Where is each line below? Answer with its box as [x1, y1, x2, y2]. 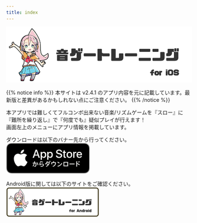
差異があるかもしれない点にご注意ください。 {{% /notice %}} [21, 96, 170, 103]
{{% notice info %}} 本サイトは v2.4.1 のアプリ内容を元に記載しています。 [6, 89, 185, 96]
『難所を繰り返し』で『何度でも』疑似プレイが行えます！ [6, 116, 146, 123]
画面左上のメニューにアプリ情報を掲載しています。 [6, 124, 130, 131]
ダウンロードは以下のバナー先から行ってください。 [6, 136, 130, 143]
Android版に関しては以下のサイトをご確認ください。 [6, 180, 134, 187]
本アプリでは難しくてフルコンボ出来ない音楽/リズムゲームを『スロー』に [6, 109, 183, 116]
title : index [6, 9, 38, 15]
